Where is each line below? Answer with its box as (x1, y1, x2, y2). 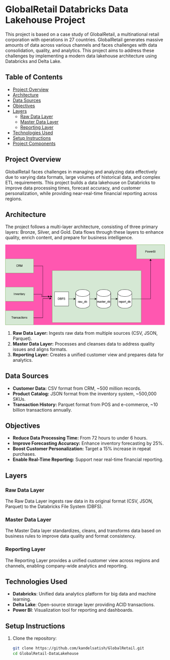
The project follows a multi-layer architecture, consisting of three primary (5, 224, 158, 230)
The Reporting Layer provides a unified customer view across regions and (5, 557, 159, 563)
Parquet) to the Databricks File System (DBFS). (5, 504, 103, 510)
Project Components (12, 140, 56, 146)
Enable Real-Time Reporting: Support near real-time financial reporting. (12, 456, 163, 463)
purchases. (12, 451, 36, 457)
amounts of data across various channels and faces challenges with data (5, 42, 158, 48)
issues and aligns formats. (12, 346, 67, 352)
